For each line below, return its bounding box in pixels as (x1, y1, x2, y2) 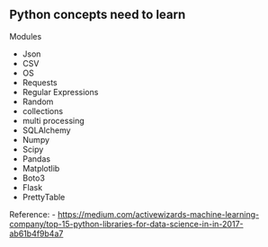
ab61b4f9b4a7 (9, 228, 64, 239)
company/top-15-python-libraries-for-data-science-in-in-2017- (9, 218, 244, 229)
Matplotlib (22, 163, 60, 173)
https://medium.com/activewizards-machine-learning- (57, 208, 259, 219)
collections (22, 105, 64, 116)
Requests (22, 76, 58, 88)
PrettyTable (22, 191, 66, 202)
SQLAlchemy (22, 125, 71, 136)
